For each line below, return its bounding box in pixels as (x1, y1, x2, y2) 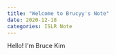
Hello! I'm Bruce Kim (7, 42, 66, 50)
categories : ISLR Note (7, 23, 72, 30)
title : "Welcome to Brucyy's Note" (7, 10, 110, 17)
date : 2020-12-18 (7, 16, 57, 23)
